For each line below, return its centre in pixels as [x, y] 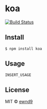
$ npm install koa [23, 49]
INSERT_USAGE [18, 75]
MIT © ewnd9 [19, 102]
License [17, 90]
